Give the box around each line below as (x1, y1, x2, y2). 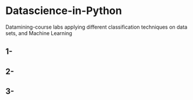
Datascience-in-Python (5, 4, 122, 18)
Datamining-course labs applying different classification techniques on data (5, 23, 188, 30)
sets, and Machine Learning (5, 29, 72, 36)
